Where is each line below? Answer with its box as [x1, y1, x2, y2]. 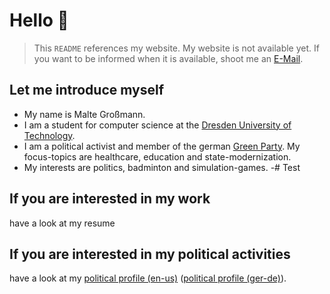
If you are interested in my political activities [9, 245, 291, 263]
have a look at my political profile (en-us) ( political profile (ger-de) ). [9, 272, 287, 284]
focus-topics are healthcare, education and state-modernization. [23, 150, 292, 163]
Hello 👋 [9, 9, 69, 32]
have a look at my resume [9, 217, 116, 229]
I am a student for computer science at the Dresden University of [23, 119, 292, 131]
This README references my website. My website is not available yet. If [33, 42, 320, 54]
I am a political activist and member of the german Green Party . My [23, 140, 301, 152]
